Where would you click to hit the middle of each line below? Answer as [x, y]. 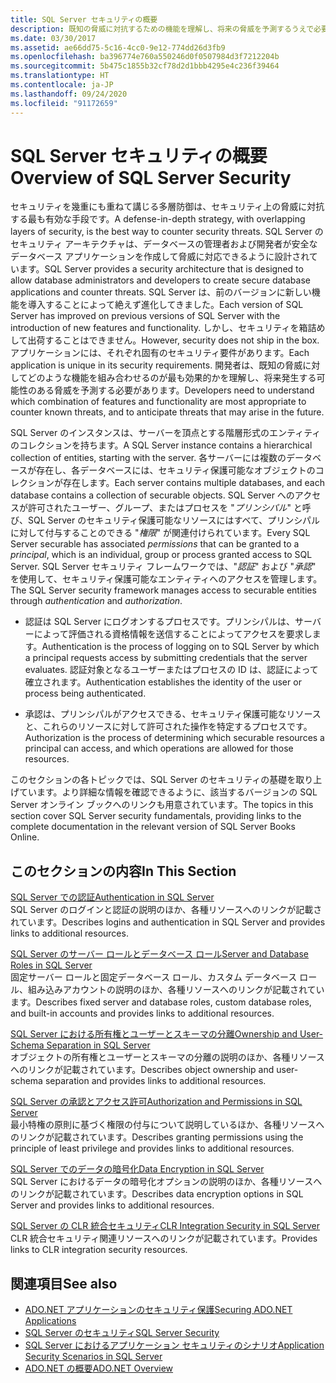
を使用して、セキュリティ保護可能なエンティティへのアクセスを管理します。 [166, 579]
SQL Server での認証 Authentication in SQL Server [112, 897]
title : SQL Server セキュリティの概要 [84, 19]
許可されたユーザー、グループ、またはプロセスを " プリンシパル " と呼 [169, 508]
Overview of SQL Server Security [151, 177]
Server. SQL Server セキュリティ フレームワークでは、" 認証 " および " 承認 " [163, 567]
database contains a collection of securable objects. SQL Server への [152, 495]
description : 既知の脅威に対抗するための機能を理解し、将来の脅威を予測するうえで [162, 29]
